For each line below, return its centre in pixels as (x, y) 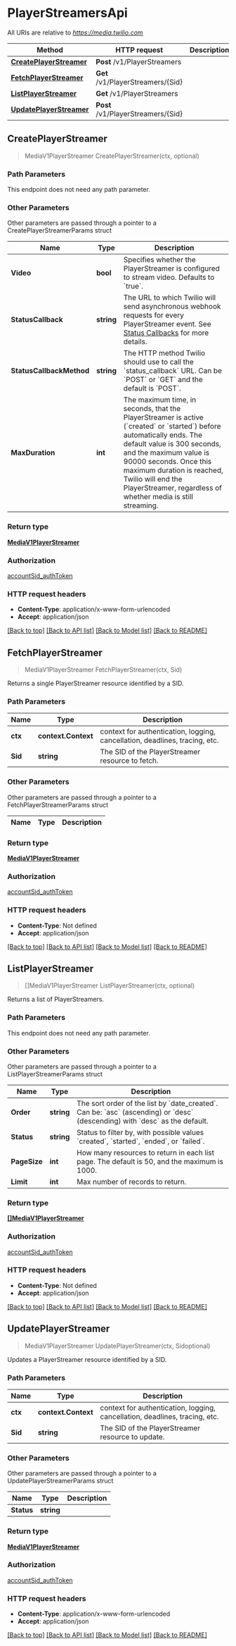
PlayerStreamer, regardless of (173, 488)
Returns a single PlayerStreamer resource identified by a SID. (96, 683)
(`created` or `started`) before (172, 426)
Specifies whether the (160, 260)
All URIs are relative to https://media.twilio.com (75, 32)
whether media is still (158, 497)
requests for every (154, 315)
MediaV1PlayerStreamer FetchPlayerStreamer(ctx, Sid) (103, 670)
